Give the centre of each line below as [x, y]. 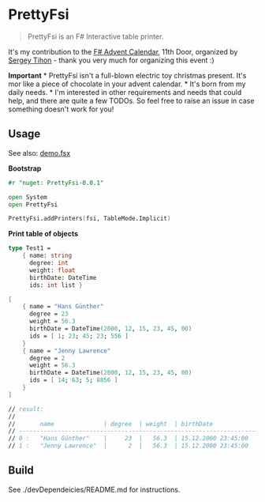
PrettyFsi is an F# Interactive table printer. [95, 36]
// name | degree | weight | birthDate [111, 424]
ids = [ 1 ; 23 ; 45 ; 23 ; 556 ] [78, 336]
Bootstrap [25, 168]
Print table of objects [43, 234]
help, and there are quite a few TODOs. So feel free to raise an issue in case [131, 100]
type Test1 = [30, 248]
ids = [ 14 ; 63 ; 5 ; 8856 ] [73, 380]
